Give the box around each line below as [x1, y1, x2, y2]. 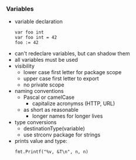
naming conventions [14, 88, 64, 95]
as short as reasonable [23, 106, 79, 114]
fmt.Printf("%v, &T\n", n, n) [14, 149, 89, 155]
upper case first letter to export [23, 75, 99, 82]
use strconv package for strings [23, 131, 101, 138]
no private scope [23, 81, 64, 88]
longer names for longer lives [32, 112, 103, 119]
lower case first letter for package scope [23, 69, 122, 76]
